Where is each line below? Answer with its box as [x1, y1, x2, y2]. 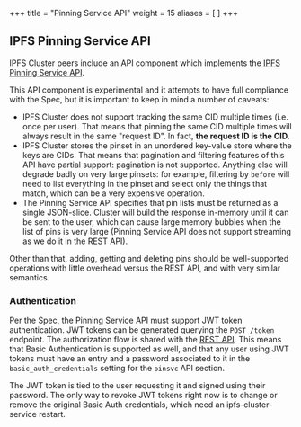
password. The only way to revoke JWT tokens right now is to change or [9, 390, 278, 401]
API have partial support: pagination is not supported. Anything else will [22, 159, 288, 170]
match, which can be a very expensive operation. [22, 188, 205, 199]
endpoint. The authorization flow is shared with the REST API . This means [9, 334, 282, 345]
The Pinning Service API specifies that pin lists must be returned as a [22, 197, 279, 208]
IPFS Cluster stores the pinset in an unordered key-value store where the [22, 139, 292, 151]
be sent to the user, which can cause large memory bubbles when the [22, 216, 281, 227]
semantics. [9, 271, 50, 282]
